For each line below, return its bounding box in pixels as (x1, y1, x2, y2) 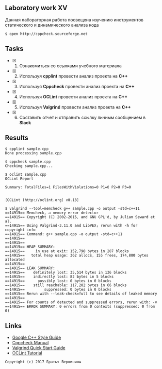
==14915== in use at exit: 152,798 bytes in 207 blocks (5, 249, 130, 254)
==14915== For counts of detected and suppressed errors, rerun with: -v (5, 300, 158, 305)
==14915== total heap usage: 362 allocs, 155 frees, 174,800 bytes (5, 253, 149, 258)
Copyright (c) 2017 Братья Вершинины (5, 360, 81, 365)
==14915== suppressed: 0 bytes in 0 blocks (5, 287, 112, 292)
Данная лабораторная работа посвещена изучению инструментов (5, 17, 144, 22)
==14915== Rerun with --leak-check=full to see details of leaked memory (5, 292, 158, 296)
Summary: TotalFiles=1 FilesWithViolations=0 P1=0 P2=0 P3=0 (5, 185, 131, 190)
